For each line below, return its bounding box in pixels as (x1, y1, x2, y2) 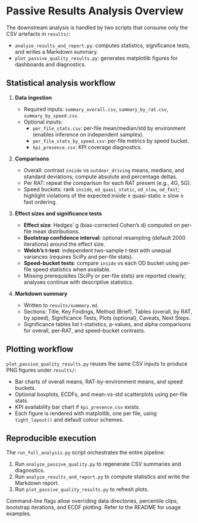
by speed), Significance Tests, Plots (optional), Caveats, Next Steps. (23, 314, 191, 321)
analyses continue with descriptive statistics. (23, 278, 134, 286)
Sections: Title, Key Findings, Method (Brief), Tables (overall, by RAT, (23, 308, 193, 315)
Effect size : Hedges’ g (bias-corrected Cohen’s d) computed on (23, 221, 180, 228)
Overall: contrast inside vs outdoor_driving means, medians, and (23, 166, 184, 174)
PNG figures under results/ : (6, 366, 76, 373)
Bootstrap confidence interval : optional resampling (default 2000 (23, 234, 186, 241)
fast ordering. (23, 198, 58, 205)
